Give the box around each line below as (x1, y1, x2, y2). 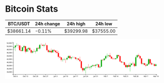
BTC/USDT (8, 21, 30, 27)
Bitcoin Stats (5, 3, 58, 15)
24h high (66, 21, 86, 27)
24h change (35, 21, 60, 27)
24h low (95, 21, 112, 27)
